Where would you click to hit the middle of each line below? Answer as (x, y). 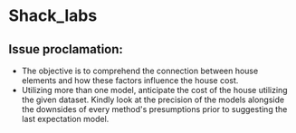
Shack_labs (53, 16)
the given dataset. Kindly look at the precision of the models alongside (153, 100)
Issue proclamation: (66, 49)
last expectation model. (65, 119)
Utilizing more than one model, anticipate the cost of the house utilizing (154, 90)
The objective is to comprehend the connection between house (140, 71)
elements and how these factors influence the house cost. (130, 81)
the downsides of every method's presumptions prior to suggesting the (154, 109)
